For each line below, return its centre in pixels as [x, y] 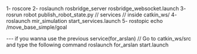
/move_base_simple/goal [37, 27]
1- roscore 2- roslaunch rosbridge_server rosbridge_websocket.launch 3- [96, 9]
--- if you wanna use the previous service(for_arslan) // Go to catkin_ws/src [99, 38]
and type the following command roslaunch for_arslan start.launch [87, 45]
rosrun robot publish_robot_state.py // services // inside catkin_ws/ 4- [92, 15]
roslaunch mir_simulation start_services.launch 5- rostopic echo [85, 21]
